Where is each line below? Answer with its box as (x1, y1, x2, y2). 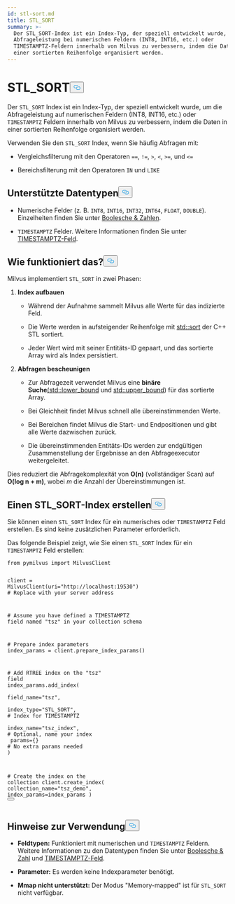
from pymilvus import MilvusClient (7, 560, 111, 567)
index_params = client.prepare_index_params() (7, 647, 145, 654)
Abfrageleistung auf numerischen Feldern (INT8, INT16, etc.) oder (7, 110, 197, 118)
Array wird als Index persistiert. (27, 351, 118, 359)
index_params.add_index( (7, 682, 80, 689)
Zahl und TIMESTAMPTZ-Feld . (17, 854, 105, 863)
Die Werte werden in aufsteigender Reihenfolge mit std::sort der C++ (27, 323, 227, 331)
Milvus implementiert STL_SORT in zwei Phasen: (7, 275, 141, 283)
